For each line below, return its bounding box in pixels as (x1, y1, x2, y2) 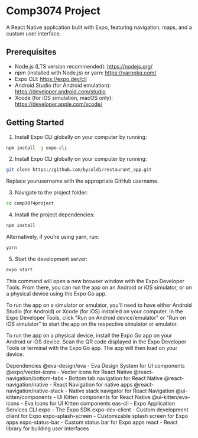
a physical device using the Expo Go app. (6, 290, 107, 297)
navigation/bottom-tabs (6, 374, 64, 382)
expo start (6, 267, 33, 272)
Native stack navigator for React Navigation (69, 387, 175, 394)
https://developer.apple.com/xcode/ (14, 100, 103, 108)
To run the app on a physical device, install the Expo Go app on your (6, 332, 173, 339)
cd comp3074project (6, 200, 54, 206)
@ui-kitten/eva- (151, 393, 190, 400)
